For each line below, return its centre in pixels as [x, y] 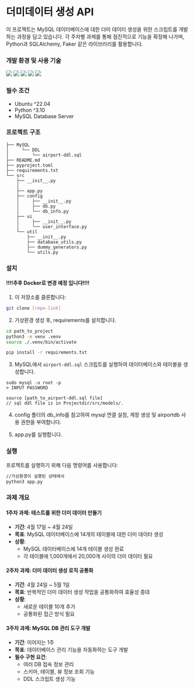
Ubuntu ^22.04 [32, 103]
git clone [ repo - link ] [33, 308]
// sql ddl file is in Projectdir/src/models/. [65, 403]
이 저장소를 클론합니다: [40, 297]
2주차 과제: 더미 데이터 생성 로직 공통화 [50, 571]
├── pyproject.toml [30, 165]
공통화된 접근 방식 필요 [49, 614]
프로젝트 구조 [23, 132]
